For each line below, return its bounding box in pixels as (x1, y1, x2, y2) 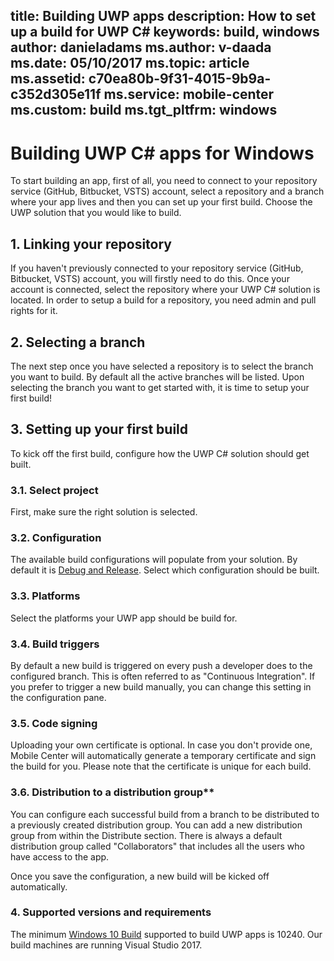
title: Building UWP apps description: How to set (10, 8, 317, 25)
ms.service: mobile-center (103, 86, 275, 103)
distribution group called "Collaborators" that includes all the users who (10, 840, 305, 852)
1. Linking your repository (10, 235, 172, 253)
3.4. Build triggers (10, 637, 100, 651)
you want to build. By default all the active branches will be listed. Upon (10, 370, 305, 383)
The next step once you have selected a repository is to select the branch (10, 360, 314, 372)
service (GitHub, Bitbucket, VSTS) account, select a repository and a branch (10, 185, 325, 198)
